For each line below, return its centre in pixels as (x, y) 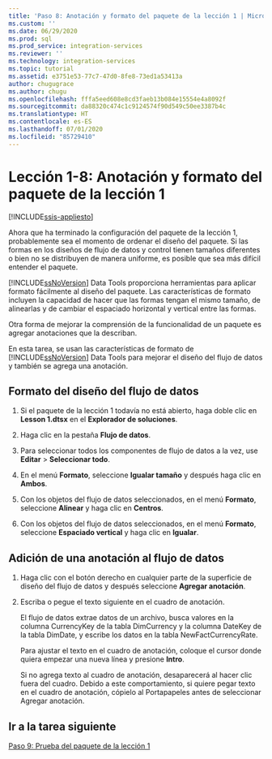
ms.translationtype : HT (49, 114)
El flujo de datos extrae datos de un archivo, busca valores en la (127, 618)
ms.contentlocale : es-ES (50, 122)
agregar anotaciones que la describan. (73, 333)
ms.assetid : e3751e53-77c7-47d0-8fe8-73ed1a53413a (96, 76)
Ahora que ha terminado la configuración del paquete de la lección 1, (123, 232)
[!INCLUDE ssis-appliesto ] (51, 217)
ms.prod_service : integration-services (76, 46)
